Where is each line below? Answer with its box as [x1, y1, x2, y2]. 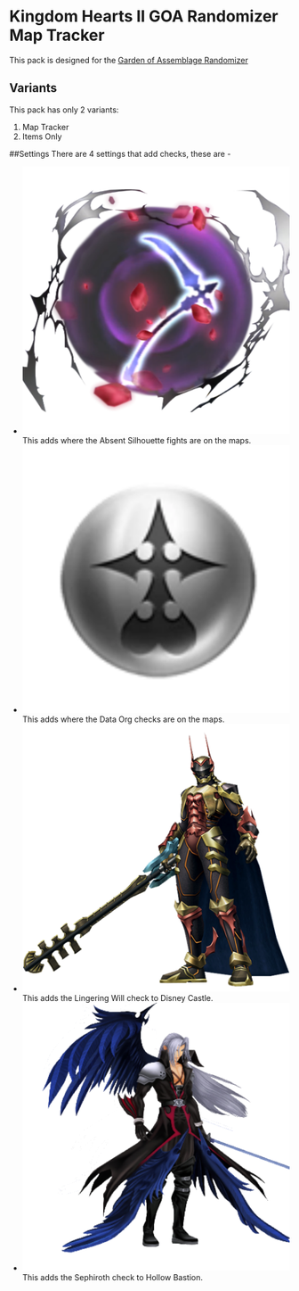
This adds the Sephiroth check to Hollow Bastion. [21, 1271, 203, 1282]
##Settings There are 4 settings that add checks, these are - [9, 148, 231, 159]
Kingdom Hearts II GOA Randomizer [9, 6, 279, 27]
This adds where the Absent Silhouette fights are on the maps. [21, 434, 252, 445]
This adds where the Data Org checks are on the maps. [21, 714, 225, 724]
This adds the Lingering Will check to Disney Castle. [21, 993, 214, 1004]
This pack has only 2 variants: [9, 104, 119, 115]
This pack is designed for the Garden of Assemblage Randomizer [9, 54, 249, 65]
